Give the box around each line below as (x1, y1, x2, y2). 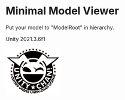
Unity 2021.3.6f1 (5, 35, 45, 42)
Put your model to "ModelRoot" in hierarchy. (5, 24, 114, 31)
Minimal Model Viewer (5, 4, 119, 18)
